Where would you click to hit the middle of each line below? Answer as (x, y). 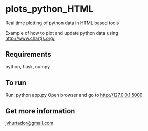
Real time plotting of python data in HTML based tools (62, 23)
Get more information (40, 111)
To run (16, 83)
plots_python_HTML (49, 9)
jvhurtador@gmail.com (29, 123)
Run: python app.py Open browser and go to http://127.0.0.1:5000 (74, 95)
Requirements (28, 54)
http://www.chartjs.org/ (30, 38)
